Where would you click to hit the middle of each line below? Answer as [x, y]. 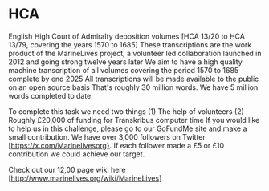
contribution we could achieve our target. [77, 154]
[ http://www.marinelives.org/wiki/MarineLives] [85, 178]
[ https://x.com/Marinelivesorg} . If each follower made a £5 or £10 [116, 145]
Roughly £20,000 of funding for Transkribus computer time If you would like [134, 120]
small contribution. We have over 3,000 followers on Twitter [107, 136]
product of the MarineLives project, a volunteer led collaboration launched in [135, 53]
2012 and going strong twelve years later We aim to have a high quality [125, 62]
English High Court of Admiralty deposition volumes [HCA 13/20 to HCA [126, 36]
